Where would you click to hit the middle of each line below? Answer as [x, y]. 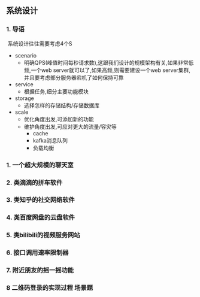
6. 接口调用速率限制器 [37, 253]
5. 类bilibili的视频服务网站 [43, 235]
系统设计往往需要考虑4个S [40, 43]
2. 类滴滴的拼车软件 [34, 183]
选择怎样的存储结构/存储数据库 [62, 105]
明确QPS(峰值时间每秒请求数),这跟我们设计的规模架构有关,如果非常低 [109, 62]
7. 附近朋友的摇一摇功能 [40, 270]
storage [24, 98]
